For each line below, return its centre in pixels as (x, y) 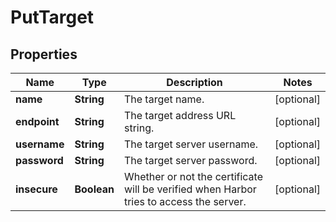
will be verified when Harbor (190, 189)
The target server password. (190, 160)
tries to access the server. (185, 201)
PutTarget (52, 17)
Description (194, 82)
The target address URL (180, 115)
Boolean (94, 189)
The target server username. (191, 144)
